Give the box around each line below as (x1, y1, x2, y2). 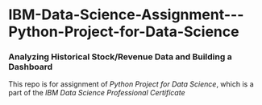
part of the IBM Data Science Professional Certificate (8, 88, 185, 98)
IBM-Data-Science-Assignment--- (8, 6, 244, 24)
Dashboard (8, 62, 53, 73)
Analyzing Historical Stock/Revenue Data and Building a (8, 51, 232, 63)
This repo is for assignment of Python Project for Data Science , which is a (8, 79, 254, 89)
